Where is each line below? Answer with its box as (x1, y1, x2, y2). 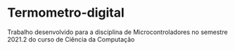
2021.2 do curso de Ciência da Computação (7, 35, 135, 43)
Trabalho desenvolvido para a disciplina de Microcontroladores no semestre (7, 28, 228, 36)
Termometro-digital (7, 5, 125, 21)
